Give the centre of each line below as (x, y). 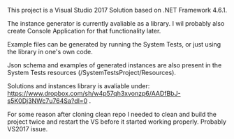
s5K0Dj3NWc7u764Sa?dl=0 (47, 101)
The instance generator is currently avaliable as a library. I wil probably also (116, 23)
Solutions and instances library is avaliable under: (79, 86)
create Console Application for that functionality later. (84, 31)
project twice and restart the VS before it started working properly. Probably (117, 122)
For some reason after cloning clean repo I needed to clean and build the (112, 114)
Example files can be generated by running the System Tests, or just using (114, 44)
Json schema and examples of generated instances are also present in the (115, 65)
